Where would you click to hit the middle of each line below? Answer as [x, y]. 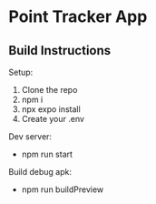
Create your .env [53, 119]
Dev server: [30, 137]
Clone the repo [49, 90]
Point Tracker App [78, 17]
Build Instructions [60, 51]
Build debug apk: [40, 172]
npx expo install [51, 109]
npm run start [47, 154]
